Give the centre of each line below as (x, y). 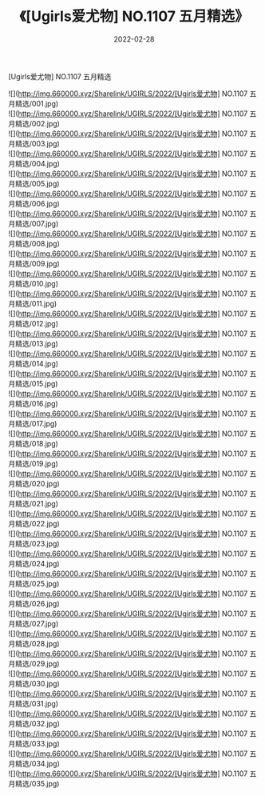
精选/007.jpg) (37, 223)
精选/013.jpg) (36, 343)
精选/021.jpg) (36, 503)
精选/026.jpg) (37, 603)
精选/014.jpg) (36, 363)
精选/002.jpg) (37, 123)
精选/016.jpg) (36, 403)
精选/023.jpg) (37, 543)
